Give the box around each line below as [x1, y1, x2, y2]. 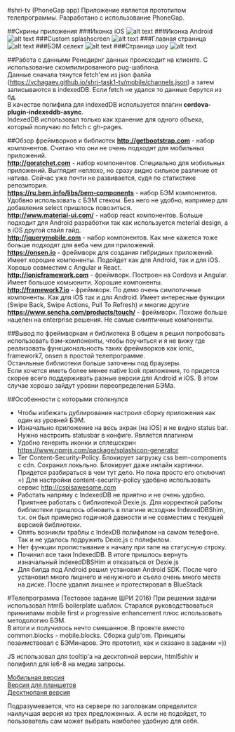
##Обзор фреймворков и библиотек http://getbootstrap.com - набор [7, 136, 215, 145]
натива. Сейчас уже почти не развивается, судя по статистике [7, 174, 196, 182]
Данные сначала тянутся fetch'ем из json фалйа [7, 70, 152, 79]
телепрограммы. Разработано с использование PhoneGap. [7, 13, 184, 22]
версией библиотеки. [17, 521, 82, 529]
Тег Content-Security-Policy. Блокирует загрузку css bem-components [17, 453, 227, 462]
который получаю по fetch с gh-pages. [7, 123, 123, 131]
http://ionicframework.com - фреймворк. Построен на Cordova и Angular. [7, 270, 228, 279]
